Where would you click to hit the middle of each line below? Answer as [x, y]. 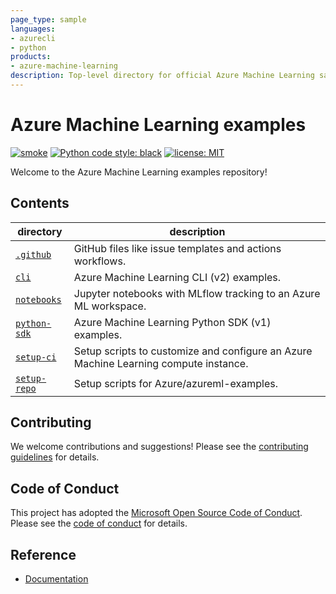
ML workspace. [110, 306]
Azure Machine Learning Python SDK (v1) [172, 322]
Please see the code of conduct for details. [99, 523]
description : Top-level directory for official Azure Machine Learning [162, 76]
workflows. [100, 261]
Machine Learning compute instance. [161, 363]
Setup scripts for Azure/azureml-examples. [176, 383]
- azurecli [33, 38]
